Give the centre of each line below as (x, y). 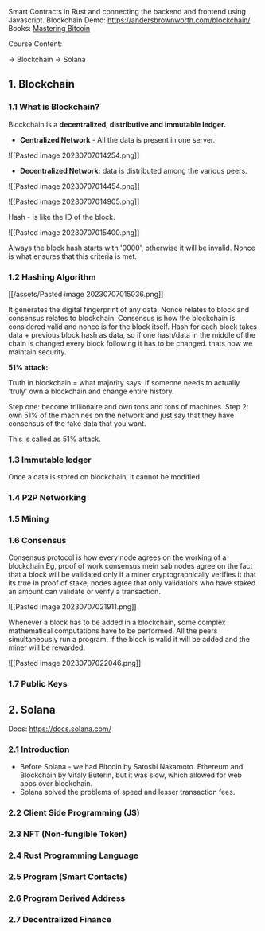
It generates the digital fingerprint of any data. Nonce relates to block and (129, 309)
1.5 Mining (29, 519)
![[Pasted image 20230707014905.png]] (74, 201)
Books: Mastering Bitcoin (49, 28)
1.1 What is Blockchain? (54, 107)
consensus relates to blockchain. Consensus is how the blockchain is (122, 318)
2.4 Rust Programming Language (74, 855)
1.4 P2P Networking (47, 498)
